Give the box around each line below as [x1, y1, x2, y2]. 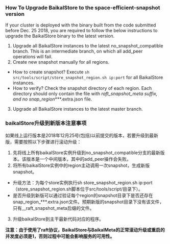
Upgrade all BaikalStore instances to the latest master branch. [12, 106, 143, 112]
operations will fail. [12, 54, 53, 60]
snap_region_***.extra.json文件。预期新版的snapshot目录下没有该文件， [12, 199, 164, 205]
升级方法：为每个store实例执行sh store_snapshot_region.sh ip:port [12, 179, 153, 185]
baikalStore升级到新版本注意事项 [5, 119, 87, 127]
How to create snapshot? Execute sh [12, 69, 90, 75]
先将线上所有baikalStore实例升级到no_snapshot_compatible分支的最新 [12, 150, 161, 156]
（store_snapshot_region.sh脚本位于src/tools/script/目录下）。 [12, 186, 143, 192]
